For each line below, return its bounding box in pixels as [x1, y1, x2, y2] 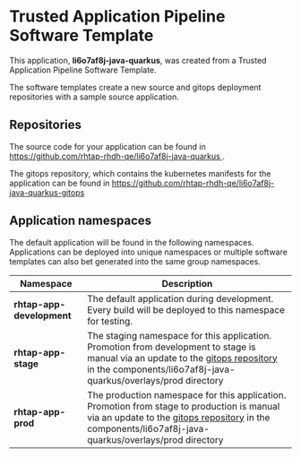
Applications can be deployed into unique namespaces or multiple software [9, 246, 288, 257]
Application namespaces [9, 213, 152, 229]
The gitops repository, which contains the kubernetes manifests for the [9, 168, 271, 178]
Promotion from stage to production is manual [86, 400, 280, 412]
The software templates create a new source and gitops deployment [9, 82, 262, 92]
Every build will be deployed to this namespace [86, 303, 285, 315]
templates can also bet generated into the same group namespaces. [9, 255, 262, 266]
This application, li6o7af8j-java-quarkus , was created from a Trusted [9, 55, 267, 65]
